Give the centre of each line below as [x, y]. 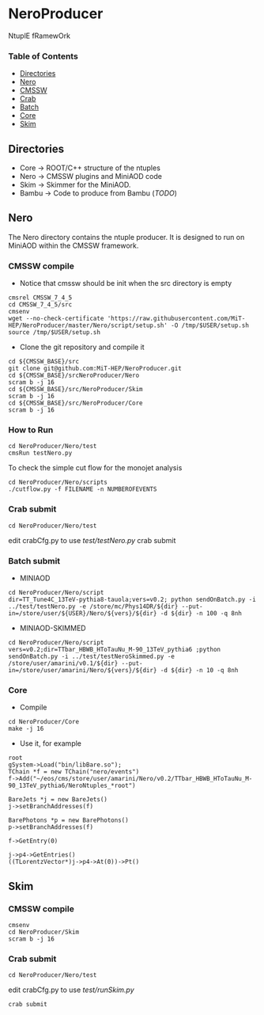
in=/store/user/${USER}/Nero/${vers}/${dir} [83, 614]
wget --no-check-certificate [56, 319]
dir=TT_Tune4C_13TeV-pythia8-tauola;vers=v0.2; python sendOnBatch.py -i [132, 600]
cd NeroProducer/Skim [44, 932]
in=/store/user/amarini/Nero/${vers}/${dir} [83, 671]
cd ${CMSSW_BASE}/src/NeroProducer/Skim [76, 390]
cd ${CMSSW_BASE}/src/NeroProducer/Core [76, 403]
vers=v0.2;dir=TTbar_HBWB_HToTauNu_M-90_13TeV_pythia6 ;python [115, 650]
